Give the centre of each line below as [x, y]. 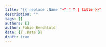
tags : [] [14, 19]
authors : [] [17, 23]
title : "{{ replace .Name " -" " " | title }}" [53, 10]
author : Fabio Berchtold [30, 28]
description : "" [21, 14]
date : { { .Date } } [24, 32]
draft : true [17, 37]
